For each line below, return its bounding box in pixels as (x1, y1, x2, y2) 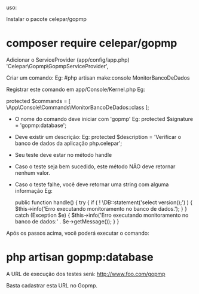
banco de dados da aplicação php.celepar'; (14, 140, 123, 147)
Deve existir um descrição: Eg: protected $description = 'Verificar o (14, 133, 181, 140)
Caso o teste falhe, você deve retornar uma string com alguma (14, 181, 169, 188)
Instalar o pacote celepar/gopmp (6, 16, 87, 22)
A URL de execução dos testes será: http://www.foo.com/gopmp (6, 270, 166, 277)
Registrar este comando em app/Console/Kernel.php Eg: (6, 86, 145, 93)
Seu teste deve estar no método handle (14, 151, 112, 158)
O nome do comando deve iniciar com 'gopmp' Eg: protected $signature (14, 115, 193, 122)
